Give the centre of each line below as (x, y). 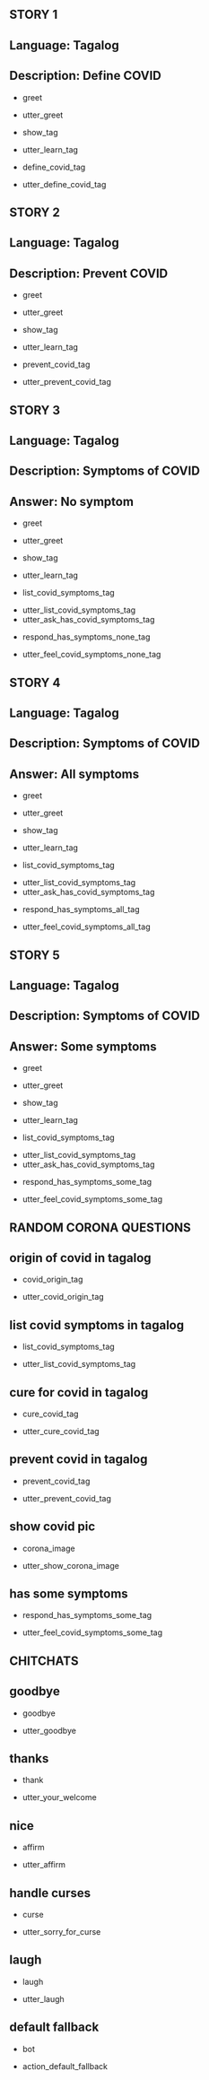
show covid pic (52, 1527)
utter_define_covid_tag (64, 184)
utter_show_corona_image (70, 1565)
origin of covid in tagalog (80, 1258)
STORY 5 (35, 955)
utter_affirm (44, 1865)
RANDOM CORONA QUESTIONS (100, 1227)
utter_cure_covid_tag (61, 1431)
